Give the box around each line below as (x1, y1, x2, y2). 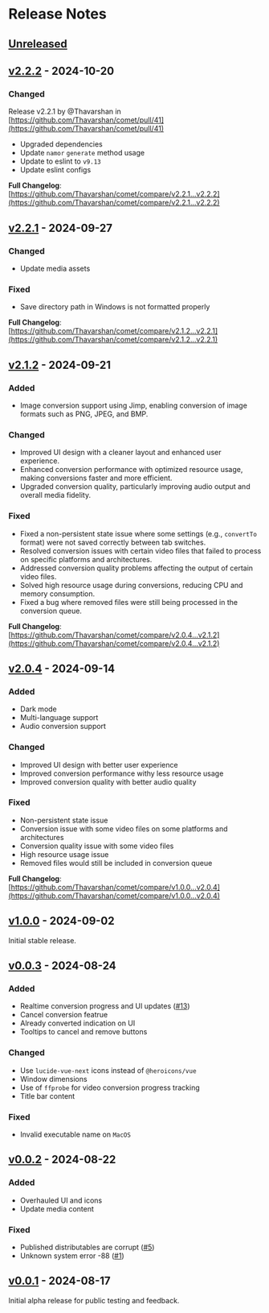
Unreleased (8, 37, 68, 51)
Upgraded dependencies (19, 139, 103, 149)
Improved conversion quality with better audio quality (19, 777, 197, 786)
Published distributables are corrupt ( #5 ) (19, 1242, 155, 1252)
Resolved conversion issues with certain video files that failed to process (19, 545, 262, 556)
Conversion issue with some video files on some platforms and (19, 823, 228, 834)
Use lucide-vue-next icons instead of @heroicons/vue (19, 1065, 197, 1075)
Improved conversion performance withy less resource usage (19, 768, 224, 778)
